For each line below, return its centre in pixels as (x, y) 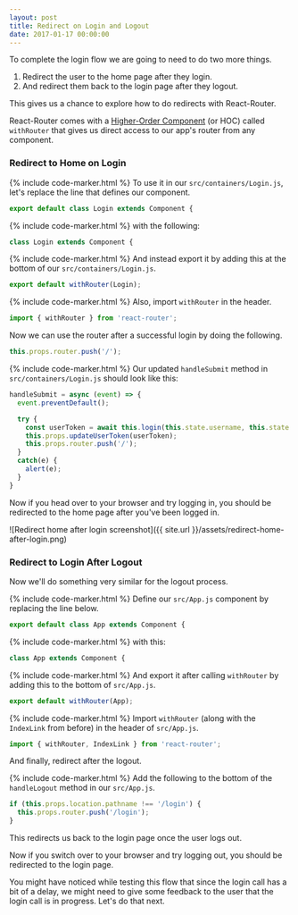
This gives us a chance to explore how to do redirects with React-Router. (143, 104)
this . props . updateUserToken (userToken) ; (101, 436)
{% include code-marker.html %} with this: (88, 642)
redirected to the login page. (62, 865)
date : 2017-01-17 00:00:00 (59, 34)
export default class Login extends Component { (101, 208)
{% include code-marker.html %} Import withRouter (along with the (132, 718)
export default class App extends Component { (97, 625)
